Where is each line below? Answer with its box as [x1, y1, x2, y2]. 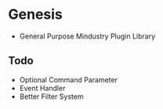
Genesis [8, 5, 63, 24]
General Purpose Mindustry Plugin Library [19, 31, 156, 41]
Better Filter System [19, 92, 84, 101]
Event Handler [19, 83, 66, 93]
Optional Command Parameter [19, 74, 118, 84]
